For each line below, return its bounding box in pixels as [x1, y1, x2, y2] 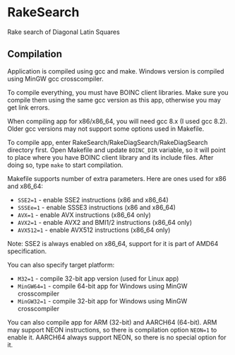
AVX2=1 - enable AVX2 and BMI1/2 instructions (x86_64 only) [17, 218, 193, 226]
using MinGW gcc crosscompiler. [7, 74, 104, 83]
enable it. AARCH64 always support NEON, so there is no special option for [7, 333, 227, 342]
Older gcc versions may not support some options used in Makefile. [7, 124, 205, 133]
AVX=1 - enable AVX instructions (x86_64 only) [17, 210, 152, 219]
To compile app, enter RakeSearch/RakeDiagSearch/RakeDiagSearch [7, 138, 208, 146]
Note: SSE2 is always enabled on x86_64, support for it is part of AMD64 [7, 239, 219, 248]
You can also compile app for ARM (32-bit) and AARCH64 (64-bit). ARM [7, 318, 217, 326]
